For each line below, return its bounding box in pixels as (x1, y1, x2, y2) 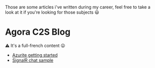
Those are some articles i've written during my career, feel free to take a (5, 4, 151, 10)
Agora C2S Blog (5, 26, 71, 38)
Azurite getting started (12, 52, 58, 58)
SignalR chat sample (12, 57, 54, 63)
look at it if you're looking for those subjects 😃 (5, 9, 99, 15)
